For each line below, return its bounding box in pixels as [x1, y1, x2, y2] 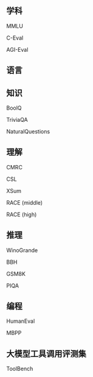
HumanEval [6, 317, 35, 325]
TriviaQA [6, 116, 29, 124]
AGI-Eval [6, 46, 29, 53]
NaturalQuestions [6, 128, 50, 135]
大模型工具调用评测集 [6, 348, 86, 359]
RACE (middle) [6, 199, 43, 206]
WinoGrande [6, 246, 38, 254]
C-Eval [6, 34, 24, 41]
